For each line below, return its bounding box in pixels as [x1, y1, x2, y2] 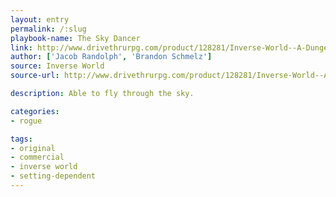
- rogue [10, 116, 43, 126]
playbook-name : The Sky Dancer [10, 33, 141, 43]
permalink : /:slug [10, 24, 87, 34]
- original [10, 143, 56, 153]
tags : [10, 134, 33, 144]
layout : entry [10, 14, 70, 25]
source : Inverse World [10, 61, 105, 71]
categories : [10, 106, 60, 116]
